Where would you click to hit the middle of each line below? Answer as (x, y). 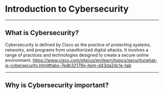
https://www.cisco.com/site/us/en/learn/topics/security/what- (95, 60)
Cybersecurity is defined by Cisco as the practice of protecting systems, (78, 44)
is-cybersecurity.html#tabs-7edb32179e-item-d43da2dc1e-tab (68, 65)
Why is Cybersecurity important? (57, 85)
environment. (18, 60)
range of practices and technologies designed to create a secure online (77, 55)
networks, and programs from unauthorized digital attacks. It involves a (77, 50)
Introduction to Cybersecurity (67, 9)
